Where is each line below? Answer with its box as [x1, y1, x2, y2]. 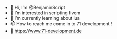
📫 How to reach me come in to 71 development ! [10, 21, 112, 27]
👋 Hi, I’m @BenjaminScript [10, 5, 65, 10]
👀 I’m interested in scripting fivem [10, 10, 80, 16]
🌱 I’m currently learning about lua [10, 15, 80, 21]
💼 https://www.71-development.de [10, 28, 82, 34]
